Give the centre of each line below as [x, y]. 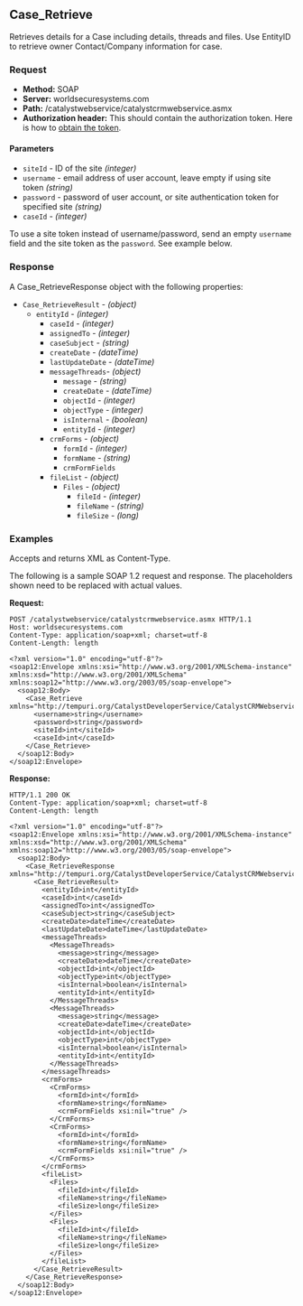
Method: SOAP [50, 89]
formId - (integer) [95, 448]
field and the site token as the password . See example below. [121, 244]
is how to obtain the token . [72, 128]
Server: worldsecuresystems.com [86, 99]
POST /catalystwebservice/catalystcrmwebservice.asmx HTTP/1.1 [131, 619]
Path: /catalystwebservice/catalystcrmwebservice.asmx [127, 108]
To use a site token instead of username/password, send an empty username [151, 234]
